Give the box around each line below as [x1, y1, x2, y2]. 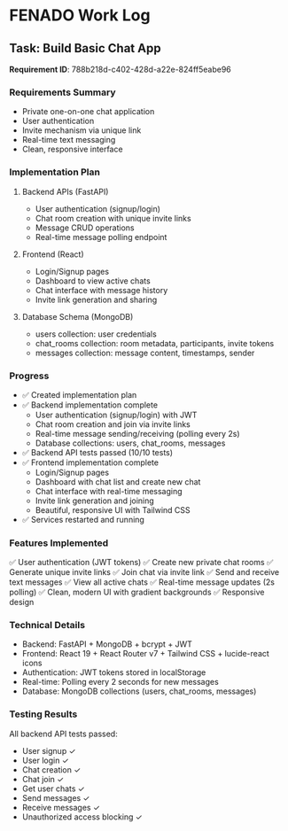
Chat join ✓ [21, 773, 65, 784]
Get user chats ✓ [21, 783, 86, 794]
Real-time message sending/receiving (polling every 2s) [35, 428, 240, 439]
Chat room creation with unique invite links [35, 213, 192, 223]
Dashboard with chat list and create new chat [35, 476, 201, 487]
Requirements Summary [9, 86, 117, 98]
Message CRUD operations [35, 222, 135, 233]
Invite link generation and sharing [35, 294, 158, 305]
